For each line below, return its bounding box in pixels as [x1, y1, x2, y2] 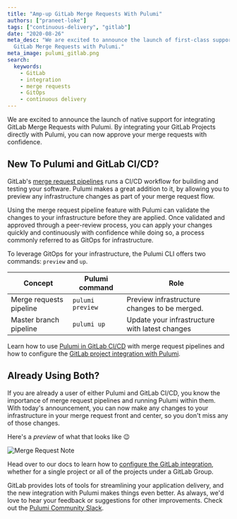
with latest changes [126, 323, 192, 333]
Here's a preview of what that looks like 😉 [7, 432, 130, 441]
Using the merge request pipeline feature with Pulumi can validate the [7, 206, 210, 214]
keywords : [13, 63, 42, 70]
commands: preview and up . [7, 257, 88, 265]
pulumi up [73, 320, 106, 328]
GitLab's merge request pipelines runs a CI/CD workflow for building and [7, 177, 219, 185]
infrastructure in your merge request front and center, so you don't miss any [7, 411, 229, 419]
